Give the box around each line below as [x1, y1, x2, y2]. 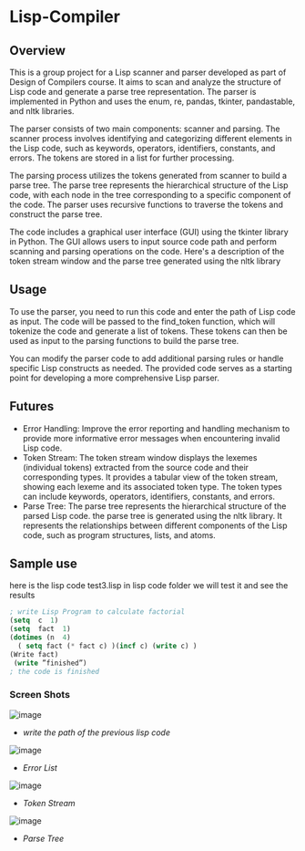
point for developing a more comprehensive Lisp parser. [9, 372, 220, 383]
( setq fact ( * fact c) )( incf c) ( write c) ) [17, 641, 198, 650]
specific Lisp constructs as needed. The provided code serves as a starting [9, 362, 293, 373]
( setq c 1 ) [9, 616, 59, 626]
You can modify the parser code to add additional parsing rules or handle [9, 353, 284, 364]
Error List [22, 762, 57, 773]
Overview [9, 43, 66, 58]
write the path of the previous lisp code [22, 727, 171, 738]
